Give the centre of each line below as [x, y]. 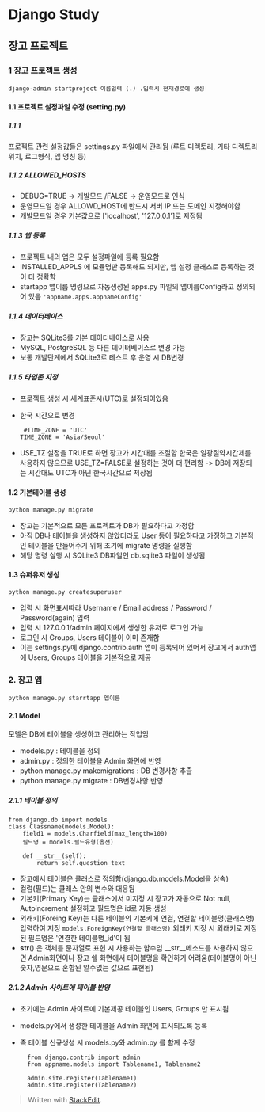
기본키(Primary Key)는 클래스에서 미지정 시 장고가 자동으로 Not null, [125, 899]
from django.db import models [58, 820]
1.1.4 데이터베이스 [36, 316]
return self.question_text [81, 863]
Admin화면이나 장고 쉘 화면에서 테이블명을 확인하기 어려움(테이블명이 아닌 [142, 958]
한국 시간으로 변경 [47, 415]
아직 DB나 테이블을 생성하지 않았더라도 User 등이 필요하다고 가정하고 [126, 535]
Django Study [54, 15]
